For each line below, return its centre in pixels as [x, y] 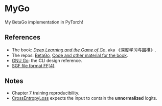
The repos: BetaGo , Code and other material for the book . [70, 55]
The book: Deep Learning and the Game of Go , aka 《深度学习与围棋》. [84, 50]
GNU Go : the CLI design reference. [47, 60]
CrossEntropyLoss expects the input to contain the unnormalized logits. [84, 98]
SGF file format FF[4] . [34, 65]
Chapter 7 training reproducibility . [46, 93]
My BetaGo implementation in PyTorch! [44, 22]
